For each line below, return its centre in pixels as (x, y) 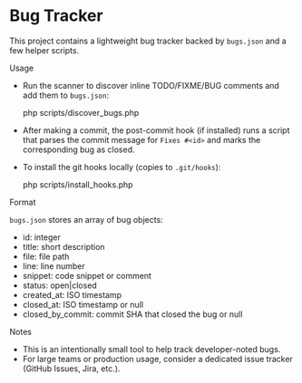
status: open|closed (59, 285)
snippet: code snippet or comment (87, 275)
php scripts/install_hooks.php (78, 184)
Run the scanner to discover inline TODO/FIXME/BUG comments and (151, 85)
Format (23, 202)
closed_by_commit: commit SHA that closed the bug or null (132, 314)
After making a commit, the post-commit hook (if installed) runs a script (156, 130)
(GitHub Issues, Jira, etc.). (71, 369)
